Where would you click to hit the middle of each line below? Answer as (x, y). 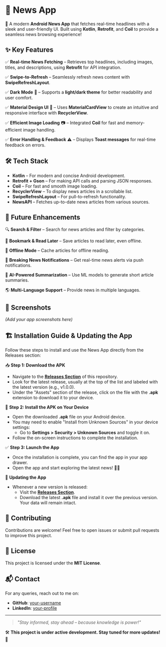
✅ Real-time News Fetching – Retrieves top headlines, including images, (79, 62)
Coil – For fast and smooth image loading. (55, 186)
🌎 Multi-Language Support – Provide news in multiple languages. (73, 290)
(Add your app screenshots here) (39, 320)
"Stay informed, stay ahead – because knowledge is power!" (79, 622)
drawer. (20, 462)
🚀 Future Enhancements (43, 217)
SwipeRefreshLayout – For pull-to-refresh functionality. (69, 196)
